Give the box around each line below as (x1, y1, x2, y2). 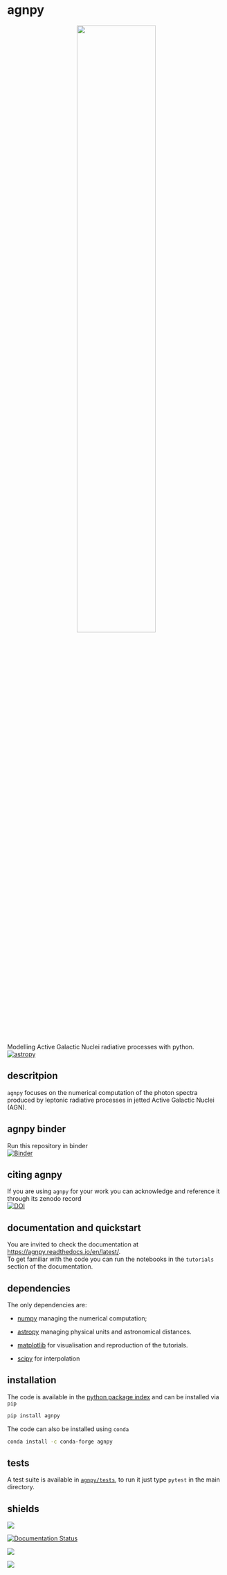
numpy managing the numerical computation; (17, 1314, 147, 1323)
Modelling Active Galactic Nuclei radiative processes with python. (7, 1042, 194, 1051)
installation (7, 1374, 57, 1386)
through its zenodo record (7, 1195, 82, 1203)
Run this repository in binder (7, 1141, 88, 1150)
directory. (7, 1483, 35, 1491)
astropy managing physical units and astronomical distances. (17, 1327, 192, 1336)
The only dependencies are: (7, 1301, 88, 1309)
